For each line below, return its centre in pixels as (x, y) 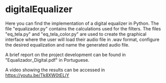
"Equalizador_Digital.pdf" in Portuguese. (47, 60)
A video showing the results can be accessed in (55, 70)
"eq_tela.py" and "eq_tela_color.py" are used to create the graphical (76, 34)
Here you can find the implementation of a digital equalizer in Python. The (82, 23)
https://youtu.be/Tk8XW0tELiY (37, 75)
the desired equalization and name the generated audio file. (68, 45)
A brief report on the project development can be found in (66, 55)
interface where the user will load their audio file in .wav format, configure (82, 39)
